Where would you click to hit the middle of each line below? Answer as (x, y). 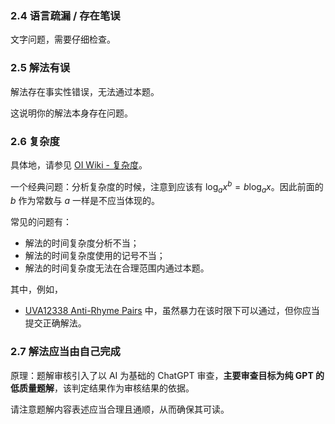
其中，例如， (36, 289)
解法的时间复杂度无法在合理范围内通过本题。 (117, 268)
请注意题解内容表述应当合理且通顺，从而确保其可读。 (120, 409)
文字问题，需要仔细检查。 (63, 39)
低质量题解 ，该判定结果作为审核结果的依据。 (102, 388)
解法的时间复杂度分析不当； (82, 243)
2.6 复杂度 (35, 141)
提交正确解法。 (55, 323)
